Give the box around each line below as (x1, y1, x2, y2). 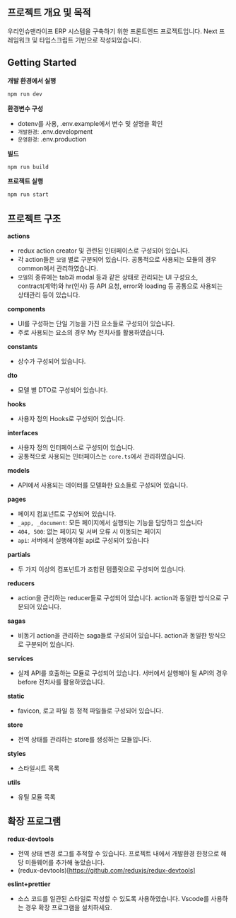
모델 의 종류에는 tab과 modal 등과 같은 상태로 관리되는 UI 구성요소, (17, 273, 199, 282)
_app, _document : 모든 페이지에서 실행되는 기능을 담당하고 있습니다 (17, 519, 203, 527)
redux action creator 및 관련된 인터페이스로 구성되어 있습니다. (17, 246, 190, 255)
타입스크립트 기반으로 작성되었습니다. (39, 35, 142, 44)
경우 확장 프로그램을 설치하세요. (25, 903, 112, 912)
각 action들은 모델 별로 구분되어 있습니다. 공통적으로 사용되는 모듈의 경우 (17, 256, 217, 264)
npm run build (7, 163, 49, 171)
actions (7, 232, 30, 241)
